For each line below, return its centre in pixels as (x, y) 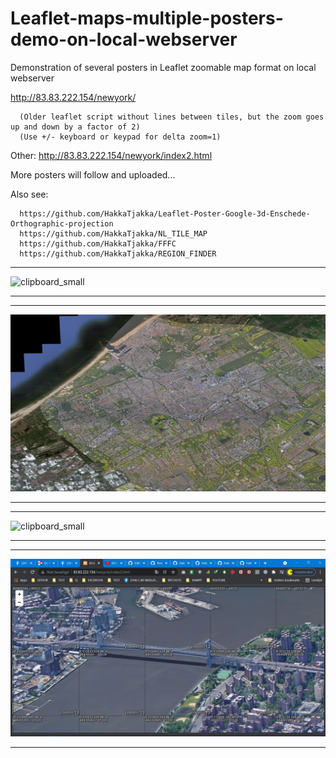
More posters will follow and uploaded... (93, 174)
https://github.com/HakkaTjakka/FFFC (98, 243)
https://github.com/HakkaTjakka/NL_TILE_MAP (113, 233)
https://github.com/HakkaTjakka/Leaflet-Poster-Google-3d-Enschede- (165, 213)
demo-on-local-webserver (124, 39)
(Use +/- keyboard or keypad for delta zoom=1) (120, 137)
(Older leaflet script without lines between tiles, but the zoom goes (172, 117)
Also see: (29, 194)
